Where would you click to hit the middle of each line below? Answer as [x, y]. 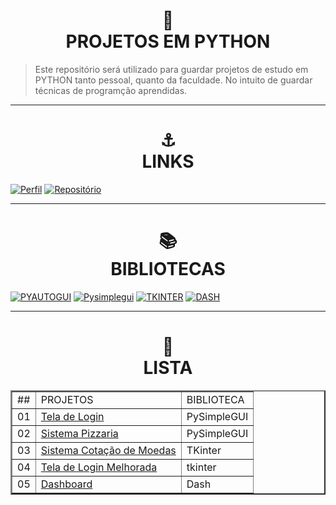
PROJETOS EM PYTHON [168, 41]
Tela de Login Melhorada [99, 467]
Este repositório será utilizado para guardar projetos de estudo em [171, 69]
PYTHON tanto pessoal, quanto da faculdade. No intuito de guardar [173, 80]
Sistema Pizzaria [79, 433]
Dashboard [66, 484]
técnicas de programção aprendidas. [111, 90]
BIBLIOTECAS [168, 269]
